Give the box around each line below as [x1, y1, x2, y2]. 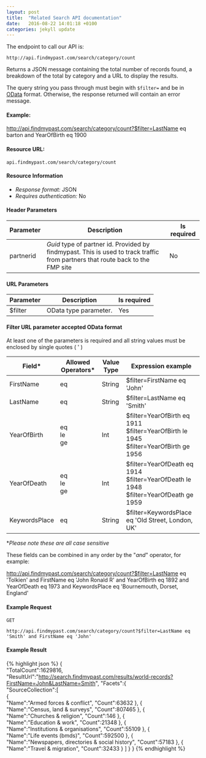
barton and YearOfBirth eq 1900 [6, 132, 87, 139]
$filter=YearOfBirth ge [126, 442, 190, 451]
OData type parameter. [46, 306, 113, 315]
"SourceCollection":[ [6, 686, 59, 693]
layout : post [6, 9, 40, 15]
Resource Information [6, 172, 63, 180]
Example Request [6, 604, 52, 611]
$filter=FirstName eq [126, 376, 186, 385]
